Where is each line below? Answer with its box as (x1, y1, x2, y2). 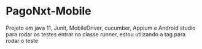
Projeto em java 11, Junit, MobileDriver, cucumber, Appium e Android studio (6, 24, 196, 31)
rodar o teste (6, 37, 39, 44)
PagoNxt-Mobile (6, 4, 91, 18)
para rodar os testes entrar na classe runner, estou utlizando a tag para (6, 30, 186, 38)
